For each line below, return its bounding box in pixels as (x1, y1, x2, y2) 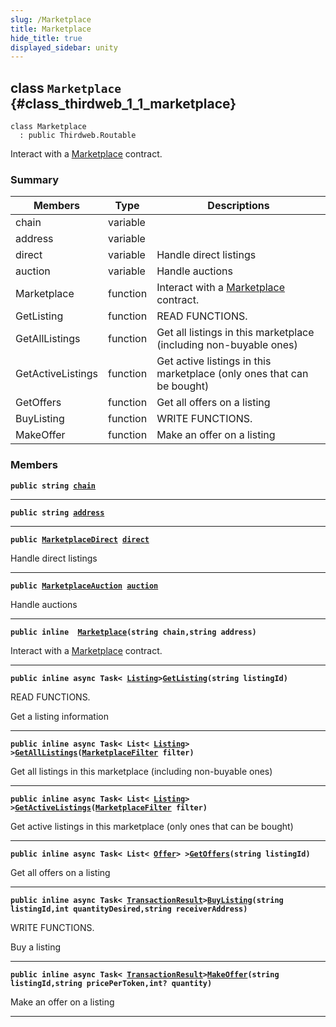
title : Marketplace (10, 24, 92, 34)
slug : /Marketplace (10, 14, 92, 25)
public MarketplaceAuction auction (10, 581, 159, 591)
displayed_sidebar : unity (10, 42, 118, 53)
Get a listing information (10, 710, 109, 722)
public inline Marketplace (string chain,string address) (10, 627, 257, 637)
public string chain (10, 481, 97, 491)
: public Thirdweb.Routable (19, 131, 137, 141)
